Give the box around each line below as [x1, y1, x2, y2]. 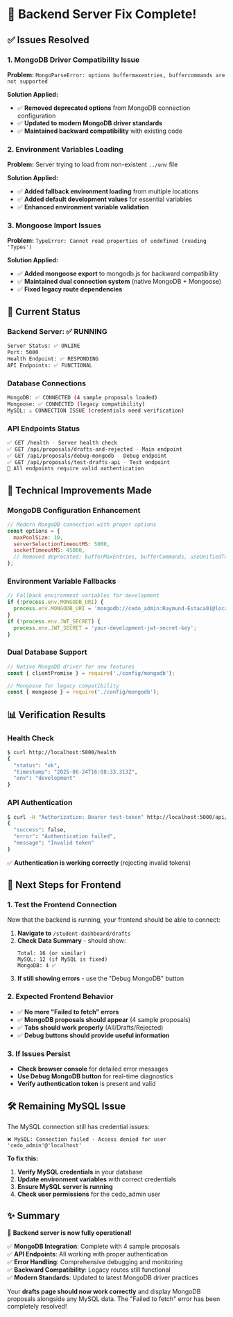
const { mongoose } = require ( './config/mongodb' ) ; [7, 689, 159, 696]
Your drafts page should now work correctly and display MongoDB [7, 1287, 201, 1295]
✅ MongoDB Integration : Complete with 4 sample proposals [7, 1242, 180, 1250]
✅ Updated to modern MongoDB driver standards [17, 118, 163, 127]
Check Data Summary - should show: [17, 936, 126, 945]
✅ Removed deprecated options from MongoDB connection [17, 104, 191, 112]
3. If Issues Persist [7, 1048, 71, 1058]
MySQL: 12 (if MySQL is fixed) [17, 956, 108, 963]
